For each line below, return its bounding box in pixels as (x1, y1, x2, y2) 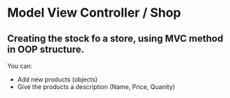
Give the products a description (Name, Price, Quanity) (17, 83, 176, 91)
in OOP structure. (7, 43, 85, 55)
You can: (7, 62, 33, 70)
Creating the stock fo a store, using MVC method (7, 33, 224, 44)
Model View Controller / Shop (7, 5, 181, 21)
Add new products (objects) (17, 75, 98, 83)
